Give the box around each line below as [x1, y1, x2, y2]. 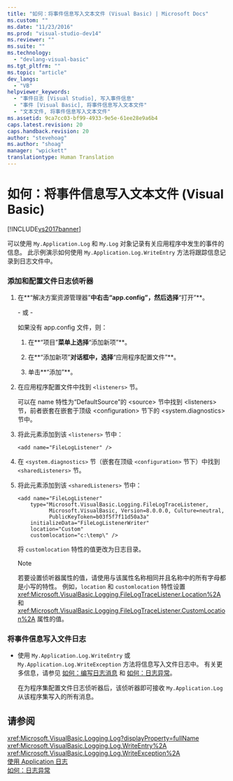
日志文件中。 [19, 257, 57, 265]
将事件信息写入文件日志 [7, 634, 86, 644]
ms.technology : [7, 50, 52, 57]
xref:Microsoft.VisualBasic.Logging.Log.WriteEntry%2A [7, 742, 167, 750]
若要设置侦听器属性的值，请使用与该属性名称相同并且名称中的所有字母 [17, 573, 220, 582]
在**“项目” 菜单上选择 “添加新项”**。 [27, 338, 132, 347]
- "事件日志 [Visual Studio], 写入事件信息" [13, 95, 135, 102]
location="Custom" [30, 526, 84, 533]
